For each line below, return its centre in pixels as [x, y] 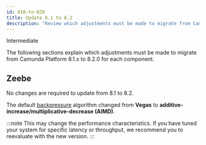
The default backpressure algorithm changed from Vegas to [82, 105]
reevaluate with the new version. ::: [51, 136]
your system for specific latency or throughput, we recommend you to [95, 130]
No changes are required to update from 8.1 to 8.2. [70, 93]
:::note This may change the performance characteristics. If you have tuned [102, 124]
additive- [171, 105]
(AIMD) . [105, 111]
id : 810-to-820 [26, 12]
